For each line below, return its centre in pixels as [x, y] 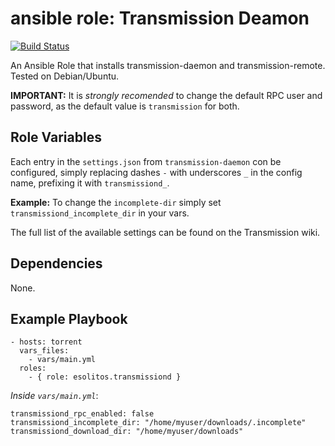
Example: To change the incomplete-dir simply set [116, 202]
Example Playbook [69, 318]
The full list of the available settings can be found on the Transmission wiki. [165, 232]
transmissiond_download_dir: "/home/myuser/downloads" [127, 432]
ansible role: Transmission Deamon [160, 18]
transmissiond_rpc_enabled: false [82, 414]
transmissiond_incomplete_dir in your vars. [100, 213]
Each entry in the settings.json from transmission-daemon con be [146, 161]
